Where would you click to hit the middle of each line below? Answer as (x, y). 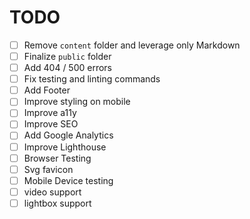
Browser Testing (57, 158)
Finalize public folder (67, 56)
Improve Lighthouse (65, 147)
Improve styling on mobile (77, 102)
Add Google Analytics (68, 135)
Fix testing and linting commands (92, 79)
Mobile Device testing (68, 180)
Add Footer (47, 90)
